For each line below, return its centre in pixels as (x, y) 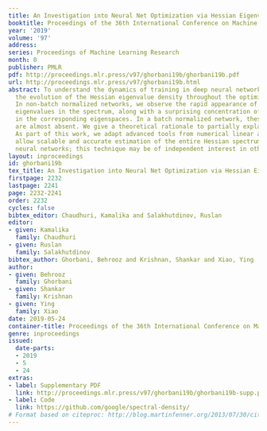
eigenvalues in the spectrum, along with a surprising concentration (133, 112)
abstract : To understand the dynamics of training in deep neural (120, 89)
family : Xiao (37, 311)
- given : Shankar (37, 289)
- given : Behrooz (37, 274)
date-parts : (35, 348)
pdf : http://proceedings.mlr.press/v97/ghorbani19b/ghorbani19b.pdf (124, 75)
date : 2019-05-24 (37, 319)
